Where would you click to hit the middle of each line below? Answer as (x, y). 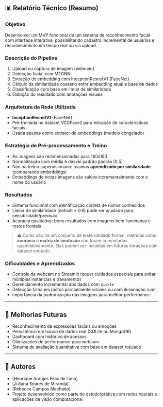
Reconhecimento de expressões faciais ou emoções (64, 326)
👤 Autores (20, 367)
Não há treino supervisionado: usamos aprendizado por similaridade (81, 166)
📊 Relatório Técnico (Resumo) (52, 8)
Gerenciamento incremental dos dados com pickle (63, 284)
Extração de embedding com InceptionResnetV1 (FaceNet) (71, 79)
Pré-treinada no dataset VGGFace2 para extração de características (80, 123)
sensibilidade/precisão (35, 215)
